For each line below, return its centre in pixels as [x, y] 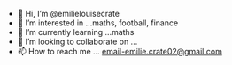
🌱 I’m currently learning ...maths [76, 32]
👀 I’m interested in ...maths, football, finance [98, 23]
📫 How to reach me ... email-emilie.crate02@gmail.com [120, 51]
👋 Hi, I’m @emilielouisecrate [69, 14]
